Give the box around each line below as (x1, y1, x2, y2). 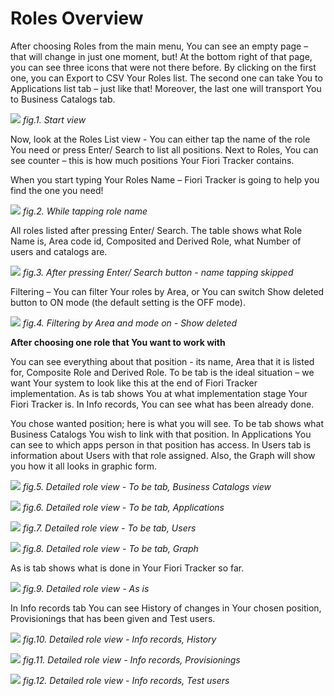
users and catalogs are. (10, 245, 108, 257)
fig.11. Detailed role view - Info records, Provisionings (22, 653, 241, 666)
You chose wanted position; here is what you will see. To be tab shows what (10, 417, 325, 429)
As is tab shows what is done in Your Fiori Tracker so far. (10, 562, 245, 574)
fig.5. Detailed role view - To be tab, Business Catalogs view (22, 480, 272, 492)
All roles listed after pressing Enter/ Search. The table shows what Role (10, 224, 303, 236)
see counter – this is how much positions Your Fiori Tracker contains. (10, 154, 295, 166)
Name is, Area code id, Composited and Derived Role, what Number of (10, 235, 302, 247)
